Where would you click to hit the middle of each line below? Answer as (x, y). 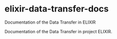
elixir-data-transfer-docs (57, 9)
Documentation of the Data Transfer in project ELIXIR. (58, 31)
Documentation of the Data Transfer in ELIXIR (50, 22)
